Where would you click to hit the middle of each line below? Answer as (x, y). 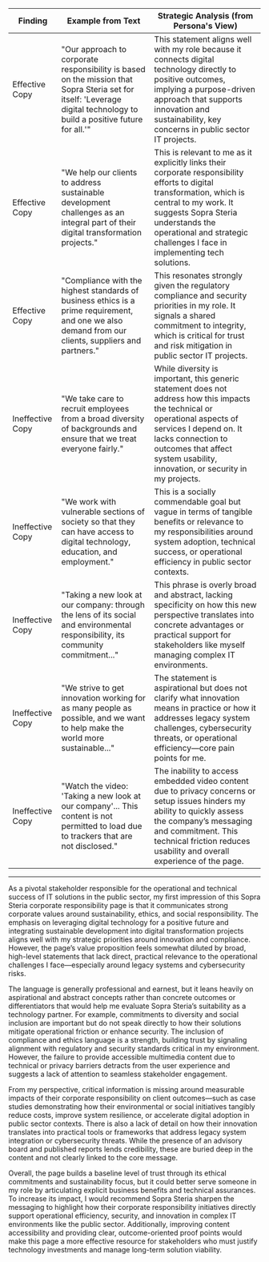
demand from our (94, 330)
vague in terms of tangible (203, 512)
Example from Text (104, 21)
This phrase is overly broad (205, 585)
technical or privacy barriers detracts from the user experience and (119, 1065)
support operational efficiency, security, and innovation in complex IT (122, 1216)
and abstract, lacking (194, 595)
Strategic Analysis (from (205, 16)
